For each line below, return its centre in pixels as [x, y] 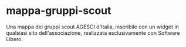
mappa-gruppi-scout [59, 11]
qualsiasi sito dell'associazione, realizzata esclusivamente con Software [93, 32]
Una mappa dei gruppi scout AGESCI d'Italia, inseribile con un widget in [92, 27]
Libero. [15, 39]
